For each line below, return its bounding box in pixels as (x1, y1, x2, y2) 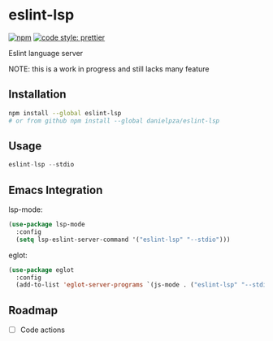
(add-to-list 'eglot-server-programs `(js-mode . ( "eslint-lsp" (15, 281, 238, 289)
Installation (8, 88, 67, 101)
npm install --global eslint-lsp (8, 109, 122, 117)
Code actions (19, 325, 65, 335)
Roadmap (8, 303, 58, 317)
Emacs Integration (8, 183, 103, 196)
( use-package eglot (8, 265, 75, 274)
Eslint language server (8, 48, 84, 58)
